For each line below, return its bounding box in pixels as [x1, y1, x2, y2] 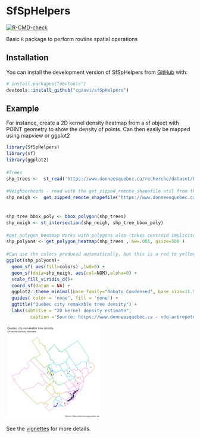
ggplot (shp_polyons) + [6, 257, 60, 263]
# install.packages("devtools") [6, 80, 86, 87]
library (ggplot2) [6, 157, 49, 163]
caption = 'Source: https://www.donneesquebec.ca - [30, 314, 159, 320]
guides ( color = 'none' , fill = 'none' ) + [11, 295, 118, 302]
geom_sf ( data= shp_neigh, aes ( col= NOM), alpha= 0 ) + [11, 270, 137, 276]
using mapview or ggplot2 [6, 132, 70, 139]
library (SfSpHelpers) [6, 144, 60, 150]
